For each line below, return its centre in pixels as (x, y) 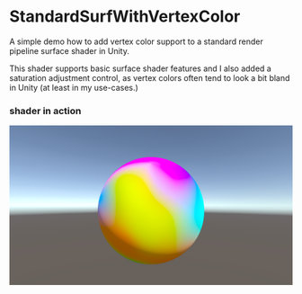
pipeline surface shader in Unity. (70, 50)
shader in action (45, 111)
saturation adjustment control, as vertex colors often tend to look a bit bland (150, 77)
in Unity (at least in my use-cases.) (74, 87)
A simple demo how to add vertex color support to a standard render (136, 41)
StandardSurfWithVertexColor (125, 17)
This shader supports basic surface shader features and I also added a (140, 68)
